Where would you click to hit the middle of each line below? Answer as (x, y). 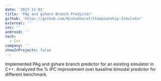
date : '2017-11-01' (25, 9)
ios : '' (13, 28)
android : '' (17, 32)
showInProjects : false (28, 50)
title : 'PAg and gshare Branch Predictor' (49, 14)
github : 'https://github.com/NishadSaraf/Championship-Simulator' (74, 18)
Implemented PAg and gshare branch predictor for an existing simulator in (80, 64)
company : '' (17, 46)
